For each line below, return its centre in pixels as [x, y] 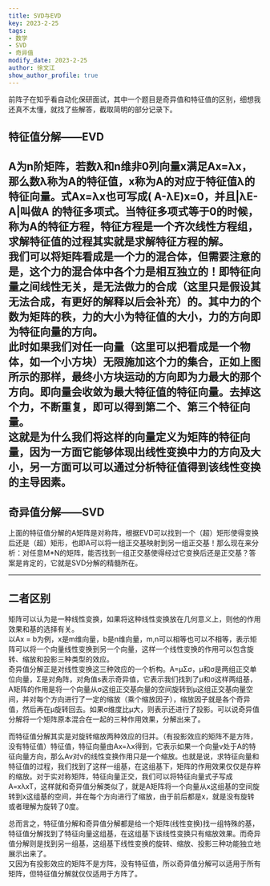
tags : [17, 30]
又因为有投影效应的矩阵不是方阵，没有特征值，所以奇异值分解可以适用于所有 [135, 864]
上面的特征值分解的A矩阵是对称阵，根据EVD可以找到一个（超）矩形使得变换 [133, 533]
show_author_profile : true [53, 75]
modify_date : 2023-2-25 [48, 61]
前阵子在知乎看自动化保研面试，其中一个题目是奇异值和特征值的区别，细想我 [135, 99]
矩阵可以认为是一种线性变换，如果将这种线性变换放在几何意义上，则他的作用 [135, 619]
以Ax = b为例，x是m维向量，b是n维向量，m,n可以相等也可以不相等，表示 [129, 639]
